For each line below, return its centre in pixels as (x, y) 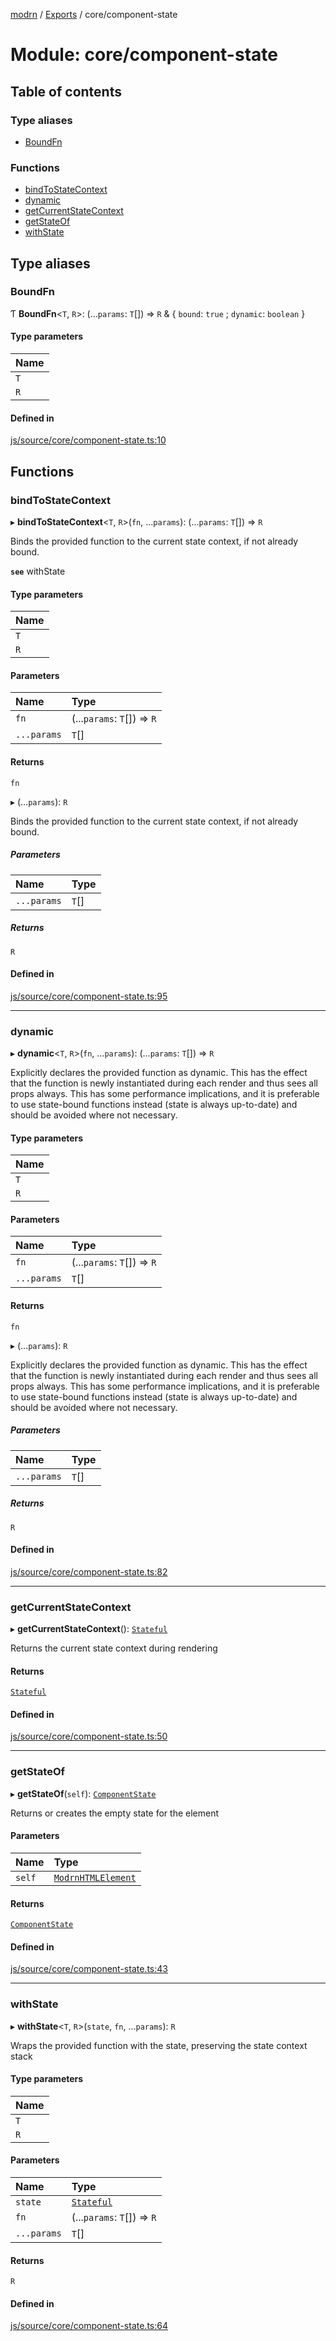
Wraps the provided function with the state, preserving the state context (159, 2045)
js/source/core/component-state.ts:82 (89, 1571)
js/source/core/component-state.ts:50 (89, 1736)
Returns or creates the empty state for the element (115, 1813)
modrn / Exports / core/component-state (94, 14)
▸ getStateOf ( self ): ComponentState (83, 1793)
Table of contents (66, 91)
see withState (38, 571)
